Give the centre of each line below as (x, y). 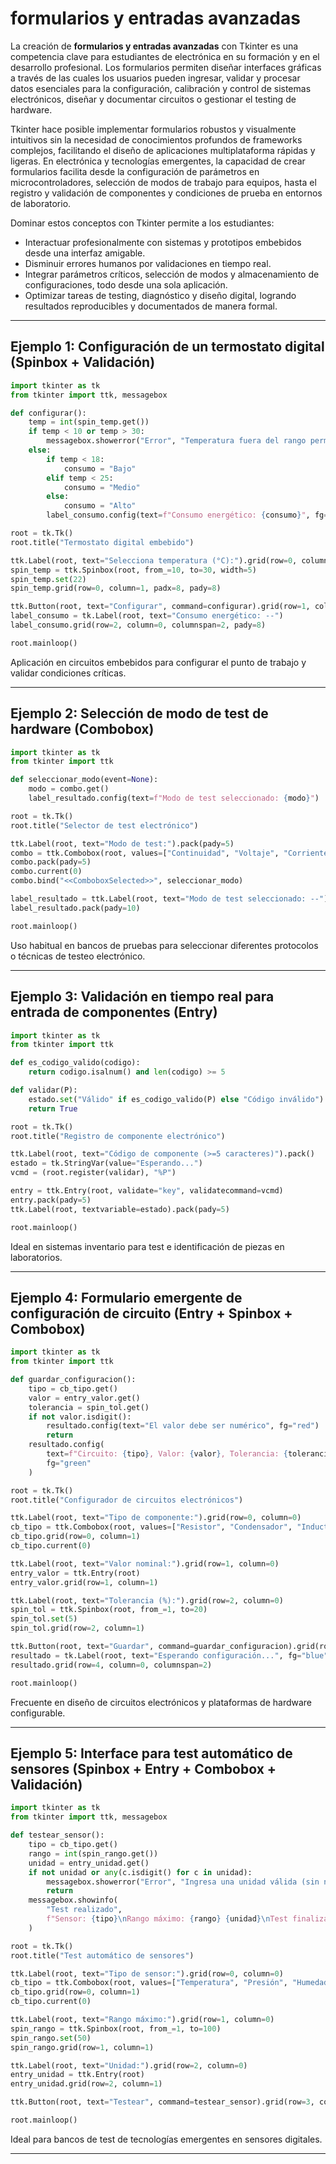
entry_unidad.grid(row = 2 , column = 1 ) (86, 2084)
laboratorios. (36, 1257)
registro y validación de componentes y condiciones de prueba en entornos (166, 193)
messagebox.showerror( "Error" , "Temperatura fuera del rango (176, 441)
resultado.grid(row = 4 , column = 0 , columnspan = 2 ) (111, 1665)
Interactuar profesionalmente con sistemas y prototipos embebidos (163, 242)
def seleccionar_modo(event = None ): (84, 780)
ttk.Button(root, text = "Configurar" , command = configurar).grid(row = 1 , (160, 607)
